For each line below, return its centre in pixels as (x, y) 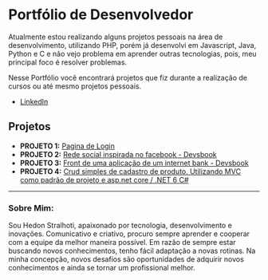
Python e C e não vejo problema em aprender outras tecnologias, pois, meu (132, 53)
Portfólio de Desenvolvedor (101, 15)
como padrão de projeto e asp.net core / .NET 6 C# (104, 179)
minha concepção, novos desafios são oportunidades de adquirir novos (126, 259)
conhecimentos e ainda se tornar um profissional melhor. (102, 268)
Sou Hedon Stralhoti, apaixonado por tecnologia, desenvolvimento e (120, 226)
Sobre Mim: (31, 207)
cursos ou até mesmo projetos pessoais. (75, 86)
